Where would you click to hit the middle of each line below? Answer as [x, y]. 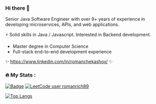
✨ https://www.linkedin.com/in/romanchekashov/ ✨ [59, 62]
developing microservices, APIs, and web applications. [62, 24]
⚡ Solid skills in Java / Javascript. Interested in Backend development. [78, 34]
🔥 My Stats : [21, 75]
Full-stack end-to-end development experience [62, 52]
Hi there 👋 [18, 8]
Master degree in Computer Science [50, 46]
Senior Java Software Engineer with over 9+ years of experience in [75, 19]
